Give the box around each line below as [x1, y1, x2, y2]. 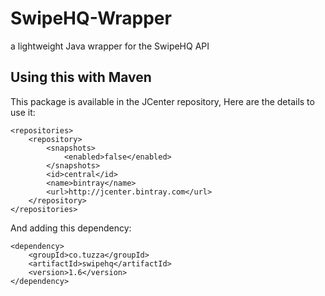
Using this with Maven [10, 69, 152, 86]
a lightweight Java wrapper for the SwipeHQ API [10, 40, 210, 52]
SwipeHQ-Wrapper [10, 7, 172, 30]
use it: [10, 106, 36, 118]
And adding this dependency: [10, 222, 132, 234]
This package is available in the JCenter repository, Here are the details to [10, 95, 315, 107]
